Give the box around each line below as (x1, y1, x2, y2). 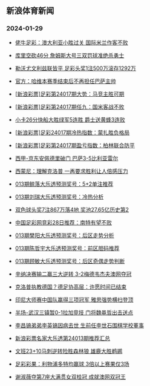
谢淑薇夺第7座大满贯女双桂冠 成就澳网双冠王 (15, 373, 126, 380)
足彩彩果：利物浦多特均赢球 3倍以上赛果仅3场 (15, 360, 130, 367)
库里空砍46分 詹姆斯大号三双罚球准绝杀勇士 (15, 51, 125, 59)
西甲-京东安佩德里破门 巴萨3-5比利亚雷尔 (15, 154, 119, 162)
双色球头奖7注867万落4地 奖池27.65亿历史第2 (15, 206, 129, 213)
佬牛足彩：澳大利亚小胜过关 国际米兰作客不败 (15, 39, 128, 46)
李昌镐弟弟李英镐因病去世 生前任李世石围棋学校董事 (15, 321, 144, 329)
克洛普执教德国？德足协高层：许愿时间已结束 (15, 283, 127, 290)
